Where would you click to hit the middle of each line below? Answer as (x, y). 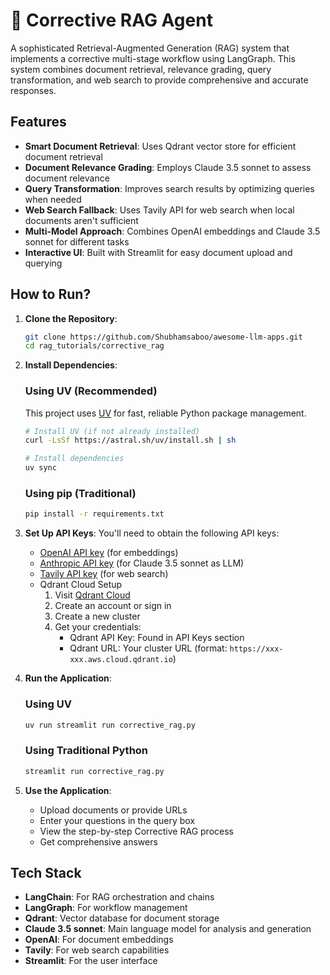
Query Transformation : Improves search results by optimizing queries (169, 188)
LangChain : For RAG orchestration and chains (119, 897)
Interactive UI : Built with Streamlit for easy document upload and (158, 252)
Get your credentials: (98, 627)
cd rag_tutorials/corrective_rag (94, 346)
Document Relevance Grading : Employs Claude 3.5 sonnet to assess (168, 167)
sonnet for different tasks (77, 241)
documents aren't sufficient (81, 220)
